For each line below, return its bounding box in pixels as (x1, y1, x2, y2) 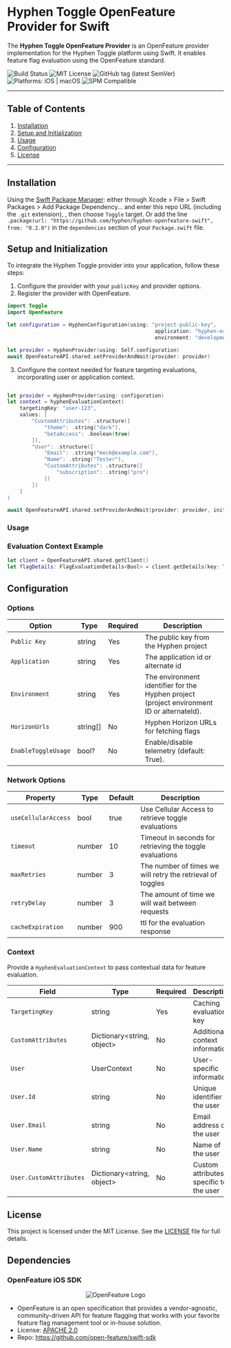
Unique (192, 1083, 217, 1093)
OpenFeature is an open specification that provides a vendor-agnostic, (16, 1304, 218, 1312)
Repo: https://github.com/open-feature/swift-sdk (16, 1334, 156, 1341)
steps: (7, 269, 25, 277)
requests (140, 907, 169, 917)
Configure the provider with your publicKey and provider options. (16, 282, 201, 290)
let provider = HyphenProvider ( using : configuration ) (7, 392, 165, 399)
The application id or (144, 652, 212, 662)
